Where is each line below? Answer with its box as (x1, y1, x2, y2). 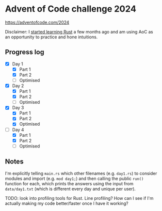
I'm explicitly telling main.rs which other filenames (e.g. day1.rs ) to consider (5, 170, 157, 176)
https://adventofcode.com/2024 (5, 19, 69, 25)
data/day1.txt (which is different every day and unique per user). (5, 186, 136, 192)
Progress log (5, 48, 45, 56)
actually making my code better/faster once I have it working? (5, 200, 129, 206)
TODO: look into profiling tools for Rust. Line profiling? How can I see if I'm (5, 195, 154, 201)
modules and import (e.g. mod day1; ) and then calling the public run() (5, 176, 144, 181)
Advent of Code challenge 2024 (5, 3, 137, 15)
